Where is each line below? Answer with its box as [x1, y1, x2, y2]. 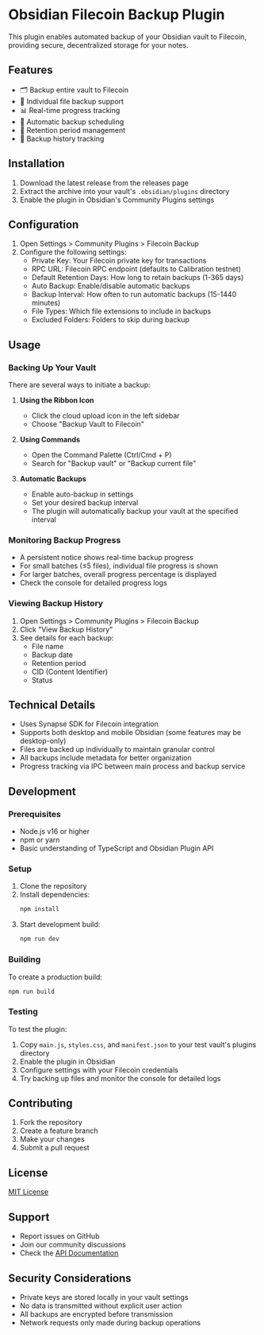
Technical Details [8, 699, 96, 712]
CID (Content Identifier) [31, 667, 109, 676]
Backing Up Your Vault [8, 362, 97, 373]
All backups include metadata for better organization [19, 753, 192, 763]
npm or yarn [19, 835, 60, 845]
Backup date [31, 650, 74, 660]
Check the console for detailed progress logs [19, 578, 168, 588]
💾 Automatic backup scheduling [19, 117, 124, 126]
